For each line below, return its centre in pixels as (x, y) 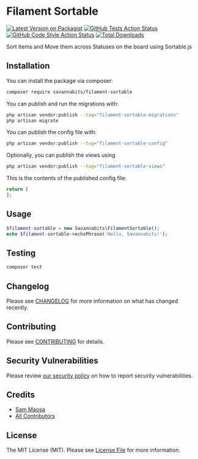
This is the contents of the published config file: (66, 178)
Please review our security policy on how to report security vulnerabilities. (100, 376)
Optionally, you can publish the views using (61, 155)
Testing (21, 253)
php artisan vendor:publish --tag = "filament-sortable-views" (86, 167)
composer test (24, 267)
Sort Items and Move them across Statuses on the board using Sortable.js (99, 47)
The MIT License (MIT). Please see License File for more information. (93, 450)
